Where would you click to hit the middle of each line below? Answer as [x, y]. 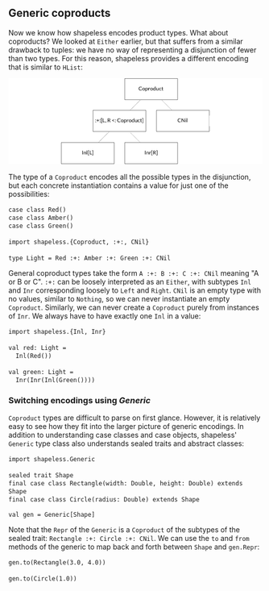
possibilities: [29, 194]
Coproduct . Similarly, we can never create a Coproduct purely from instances [134, 307]
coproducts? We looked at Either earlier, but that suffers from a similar [126, 41]
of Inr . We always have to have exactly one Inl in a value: [105, 316]
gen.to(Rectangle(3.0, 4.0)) [57, 563]
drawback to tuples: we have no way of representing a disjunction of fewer [132, 50]
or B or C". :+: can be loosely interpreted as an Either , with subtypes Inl [130, 281]
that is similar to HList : [46, 67]
